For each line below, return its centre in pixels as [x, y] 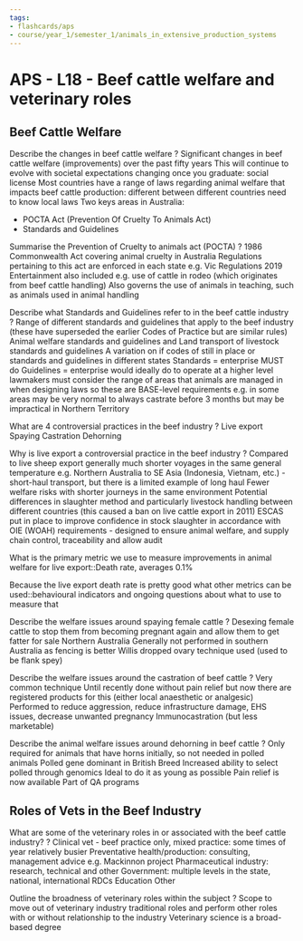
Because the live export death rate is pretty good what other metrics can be [151, 585]
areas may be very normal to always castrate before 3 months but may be [147, 399]
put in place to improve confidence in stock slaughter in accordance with [145, 521]
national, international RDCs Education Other [93, 881]
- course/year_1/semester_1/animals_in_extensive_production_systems [143, 34]
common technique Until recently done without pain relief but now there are [151, 688]
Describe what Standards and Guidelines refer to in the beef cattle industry [149, 313]
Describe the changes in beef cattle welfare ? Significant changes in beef [146, 154]
